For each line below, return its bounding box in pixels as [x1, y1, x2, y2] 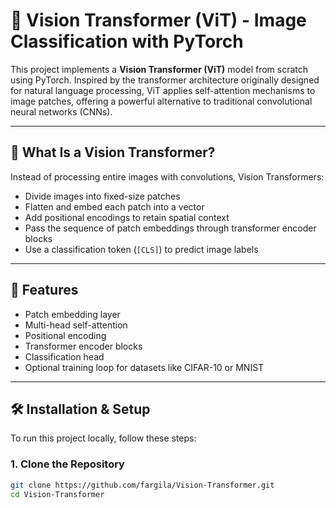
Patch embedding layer [24, 308, 121, 320]
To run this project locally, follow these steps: [10, 432, 197, 444]
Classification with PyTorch [10, 30, 244, 53]
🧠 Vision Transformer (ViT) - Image [10, 9, 307, 32]
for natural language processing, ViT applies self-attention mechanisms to [10, 84, 316, 96]
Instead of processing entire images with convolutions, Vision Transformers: [10, 170, 325, 183]
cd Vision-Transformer [10, 489, 105, 499]
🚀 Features [10, 282, 79, 299]
